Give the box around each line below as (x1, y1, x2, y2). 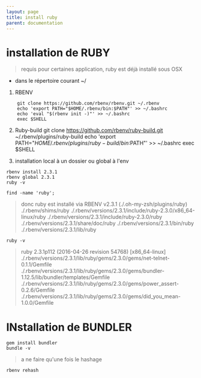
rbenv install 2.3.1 (6, 169, 58, 175)
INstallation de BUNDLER (6, 320, 132, 334)
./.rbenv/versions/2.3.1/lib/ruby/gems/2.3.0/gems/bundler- (20, 268, 165, 275)
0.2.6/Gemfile (20, 286, 55, 294)
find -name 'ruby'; (6, 190, 55, 196)
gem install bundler (6, 340, 58, 346)
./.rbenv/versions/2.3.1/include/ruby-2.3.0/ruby (47, 214, 163, 221)
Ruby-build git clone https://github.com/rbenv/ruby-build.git (14, 127, 163, 134)
